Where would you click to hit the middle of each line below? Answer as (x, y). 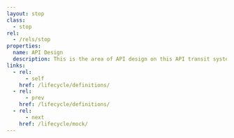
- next (35, 117)
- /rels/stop (32, 40)
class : (16, 20)
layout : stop (25, 14)
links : (16, 66)
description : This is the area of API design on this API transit (111, 59)
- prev (35, 98)
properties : (24, 46)
